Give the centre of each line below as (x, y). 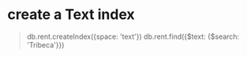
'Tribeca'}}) (45, 44)
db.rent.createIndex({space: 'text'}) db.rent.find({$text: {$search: (133, 36)
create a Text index (71, 15)
